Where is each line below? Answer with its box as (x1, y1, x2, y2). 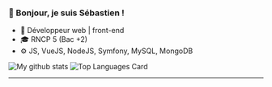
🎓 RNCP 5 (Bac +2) (19, 35, 87, 44)
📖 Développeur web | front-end (19, 26, 125, 35)
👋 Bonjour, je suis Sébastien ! (8, 7, 125, 19)
